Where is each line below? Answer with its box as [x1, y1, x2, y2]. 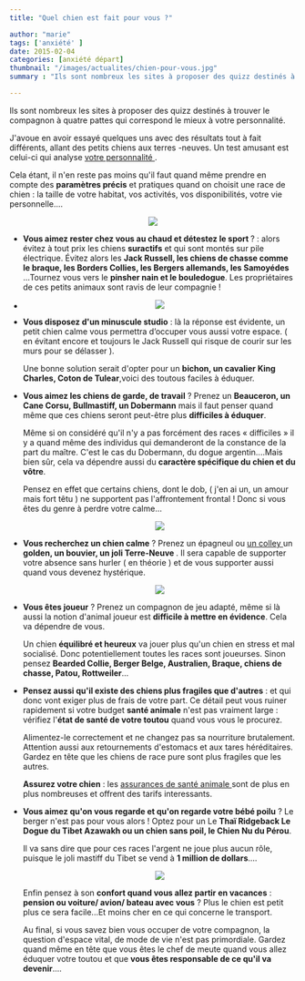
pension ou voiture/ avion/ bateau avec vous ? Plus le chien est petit [22, 896, 284, 907]
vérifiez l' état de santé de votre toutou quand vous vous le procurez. [22, 714, 283, 725]
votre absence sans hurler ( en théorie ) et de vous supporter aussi [22, 557, 275, 567]
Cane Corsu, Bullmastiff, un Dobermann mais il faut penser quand [22, 400, 274, 411]
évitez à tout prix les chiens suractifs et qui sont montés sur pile [22, 242, 264, 253]
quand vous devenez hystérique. [22, 567, 146, 577]
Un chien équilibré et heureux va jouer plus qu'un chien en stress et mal [22, 639, 296, 649]
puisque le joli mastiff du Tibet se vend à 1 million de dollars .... [22, 853, 258, 863]
